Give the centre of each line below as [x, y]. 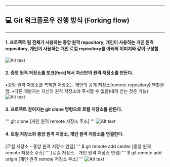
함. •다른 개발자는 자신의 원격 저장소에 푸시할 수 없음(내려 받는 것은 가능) [77, 91]
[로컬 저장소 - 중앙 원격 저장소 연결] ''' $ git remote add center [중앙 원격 [78, 146]
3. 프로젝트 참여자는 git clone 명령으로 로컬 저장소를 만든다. [64, 109]
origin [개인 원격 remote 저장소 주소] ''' [44, 159]
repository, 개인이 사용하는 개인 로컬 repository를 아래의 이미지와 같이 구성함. [83, 49]
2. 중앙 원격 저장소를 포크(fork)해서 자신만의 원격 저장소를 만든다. [69, 73]
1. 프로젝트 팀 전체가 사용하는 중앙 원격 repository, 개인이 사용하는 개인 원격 [79, 42]
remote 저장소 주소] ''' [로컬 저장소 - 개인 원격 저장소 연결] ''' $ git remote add [83, 152]
